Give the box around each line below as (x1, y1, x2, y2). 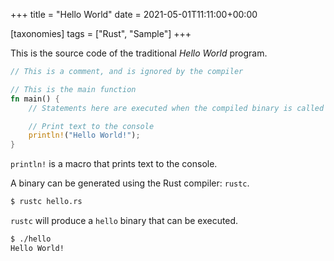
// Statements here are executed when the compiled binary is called (28, 103, 325, 113)
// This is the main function (10, 84, 137, 94)
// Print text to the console (28, 121, 155, 131)
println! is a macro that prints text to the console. (10, 158, 218, 170)
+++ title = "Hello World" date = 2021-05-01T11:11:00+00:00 (10, 9, 258, 20)
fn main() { (10, 94, 60, 104)
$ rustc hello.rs (10, 197, 83, 207)
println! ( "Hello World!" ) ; (28, 130, 141, 141)
